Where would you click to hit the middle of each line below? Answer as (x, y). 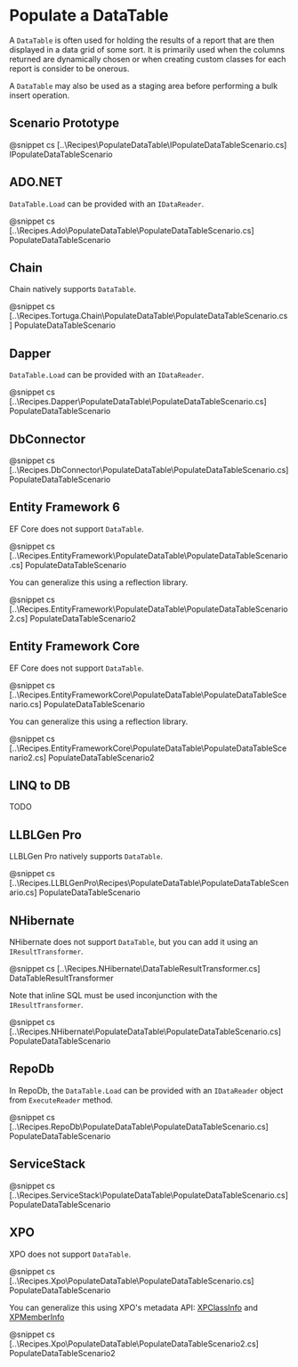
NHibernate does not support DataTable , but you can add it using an (134, 942)
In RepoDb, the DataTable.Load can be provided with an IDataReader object (146, 1090)
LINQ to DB (40, 786)
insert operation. (40, 95)
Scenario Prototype (64, 123)
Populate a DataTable (89, 16)
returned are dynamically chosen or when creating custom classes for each (148, 59)
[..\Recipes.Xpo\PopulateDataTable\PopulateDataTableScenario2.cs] (134, 1343)
